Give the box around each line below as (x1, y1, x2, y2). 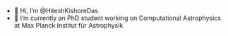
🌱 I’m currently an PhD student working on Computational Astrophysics (13, 14, 221, 22)
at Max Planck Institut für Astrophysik (13, 21, 124, 29)
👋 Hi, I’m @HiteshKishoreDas (13, 7, 99, 15)
